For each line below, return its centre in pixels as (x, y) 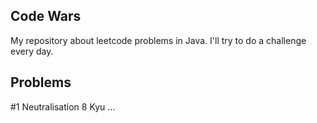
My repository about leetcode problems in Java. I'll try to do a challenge (158, 40)
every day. (32, 51)
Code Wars (46, 16)
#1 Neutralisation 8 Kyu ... (63, 106)
